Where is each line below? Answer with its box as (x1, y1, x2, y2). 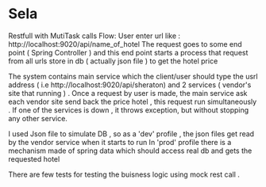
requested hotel (8, 154, 60, 163)
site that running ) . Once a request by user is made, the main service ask (8, 88, 248, 97)
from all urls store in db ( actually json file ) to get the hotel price (8, 56, 218, 66)
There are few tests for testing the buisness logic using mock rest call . (8, 170, 241, 179)
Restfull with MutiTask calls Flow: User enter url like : (8, 31, 181, 40)
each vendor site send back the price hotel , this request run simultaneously (8, 97, 257, 106)
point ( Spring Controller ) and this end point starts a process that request (8, 48, 249, 57)
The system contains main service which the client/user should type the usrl (8, 71, 258, 81)
